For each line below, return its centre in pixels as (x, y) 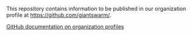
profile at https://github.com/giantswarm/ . (59, 15)
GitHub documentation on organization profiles (65, 27)
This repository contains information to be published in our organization (96, 9)
